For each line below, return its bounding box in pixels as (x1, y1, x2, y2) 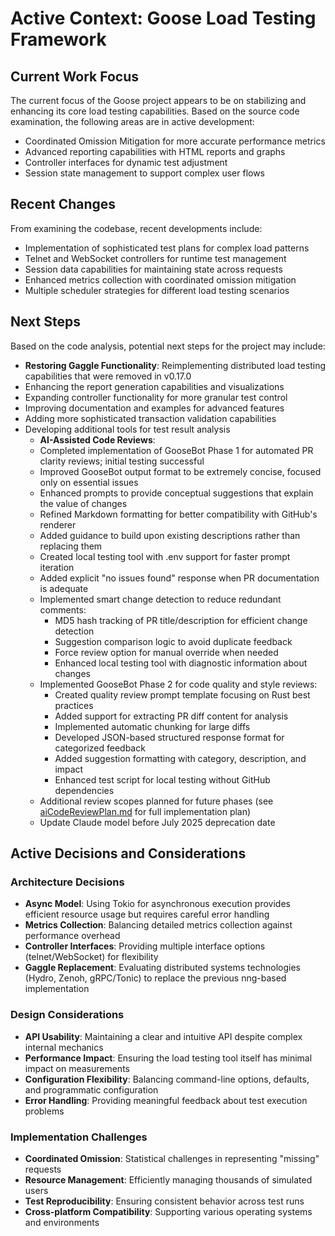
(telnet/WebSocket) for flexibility (24, 951, 159, 963)
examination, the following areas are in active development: (10, 116, 255, 127)
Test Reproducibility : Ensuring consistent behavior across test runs (24, 1195, 305, 1207)
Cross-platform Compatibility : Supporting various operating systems (24, 1205, 313, 1217)
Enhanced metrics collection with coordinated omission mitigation (24, 273, 297, 286)
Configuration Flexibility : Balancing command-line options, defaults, (24, 1073, 310, 1085)
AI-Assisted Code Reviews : (39, 433, 156, 446)
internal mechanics (24, 1041, 104, 1053)
